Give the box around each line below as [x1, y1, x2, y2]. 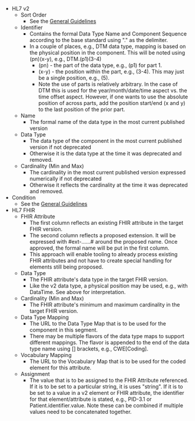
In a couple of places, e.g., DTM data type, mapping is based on [29, 43, 186, 50]
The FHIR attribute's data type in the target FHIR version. [29, 276, 168, 283]
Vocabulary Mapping [20, 352, 72, 358]
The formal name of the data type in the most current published [29, 119, 185, 125]
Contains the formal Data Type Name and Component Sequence [29, 30, 187, 37]
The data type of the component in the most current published [29, 138, 182, 144]
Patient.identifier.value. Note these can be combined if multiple [29, 402, 184, 409]
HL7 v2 [11, 5, 30, 12]
